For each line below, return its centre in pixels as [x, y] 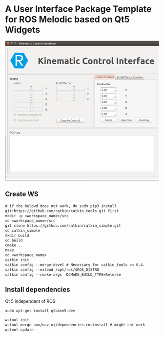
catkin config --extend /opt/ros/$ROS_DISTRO [52, 270]
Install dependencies [38, 290]
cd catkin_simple [23, 230]
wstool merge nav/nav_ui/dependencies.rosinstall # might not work [75, 325]
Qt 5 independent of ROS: [31, 301]
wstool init [17, 320]
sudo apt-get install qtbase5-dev [40, 311]
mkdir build [17, 235]
